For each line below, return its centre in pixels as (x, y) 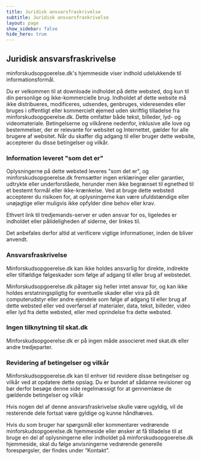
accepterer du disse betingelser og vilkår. (58, 142)
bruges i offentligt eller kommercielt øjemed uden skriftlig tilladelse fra (93, 110)
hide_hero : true (26, 34)
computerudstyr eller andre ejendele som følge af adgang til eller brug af (97, 299)
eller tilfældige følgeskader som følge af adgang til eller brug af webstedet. (99, 274)
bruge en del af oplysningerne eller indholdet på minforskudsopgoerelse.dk (100, 438)
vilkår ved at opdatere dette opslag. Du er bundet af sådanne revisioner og (99, 382)
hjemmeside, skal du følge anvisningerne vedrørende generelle (84, 444)
